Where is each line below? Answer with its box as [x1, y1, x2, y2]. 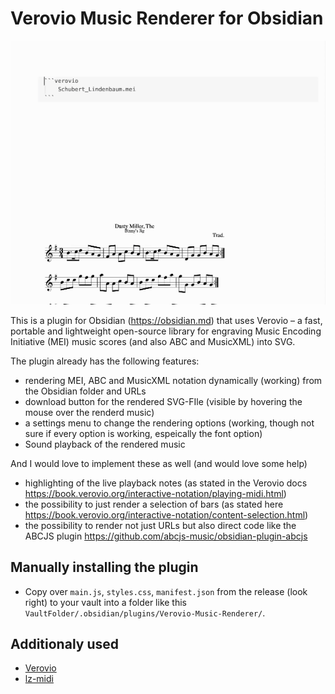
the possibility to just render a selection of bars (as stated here [24, 498, 284, 510]
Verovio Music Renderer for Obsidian [10, 7, 324, 30]
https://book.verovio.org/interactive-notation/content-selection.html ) [24, 508, 309, 521]
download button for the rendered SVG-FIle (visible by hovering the [24, 395, 303, 407]
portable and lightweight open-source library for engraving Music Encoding [10, 325, 322, 337]
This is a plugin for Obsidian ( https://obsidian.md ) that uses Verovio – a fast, [10, 314, 323, 326]
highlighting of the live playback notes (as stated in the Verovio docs [24, 477, 308, 489]
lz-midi [24, 673, 54, 685]
